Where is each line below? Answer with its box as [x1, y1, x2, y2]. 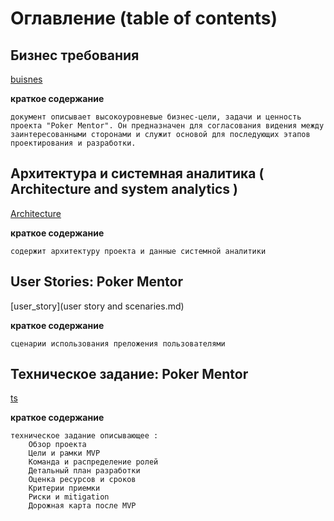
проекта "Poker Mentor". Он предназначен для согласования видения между [10, 121, 325, 131]
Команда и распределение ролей [28, 457, 159, 467]
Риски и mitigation [28, 492, 110, 502]
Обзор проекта [28, 440, 87, 450]
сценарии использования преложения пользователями [10, 338, 226, 349]
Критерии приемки [28, 483, 101, 494]
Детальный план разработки [28, 466, 141, 476]
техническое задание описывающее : [10, 431, 159, 441]
